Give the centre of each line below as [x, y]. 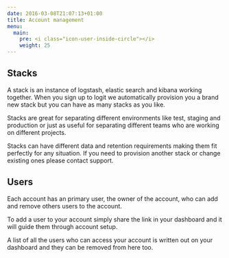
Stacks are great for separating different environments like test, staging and [114, 118]
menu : [15, 26]
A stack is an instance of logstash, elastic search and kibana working [105, 89]
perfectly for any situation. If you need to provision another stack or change [114, 153]
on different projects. [37, 132]
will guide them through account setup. [62, 226]
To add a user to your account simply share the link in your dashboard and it [115, 219]
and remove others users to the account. [64, 206]
